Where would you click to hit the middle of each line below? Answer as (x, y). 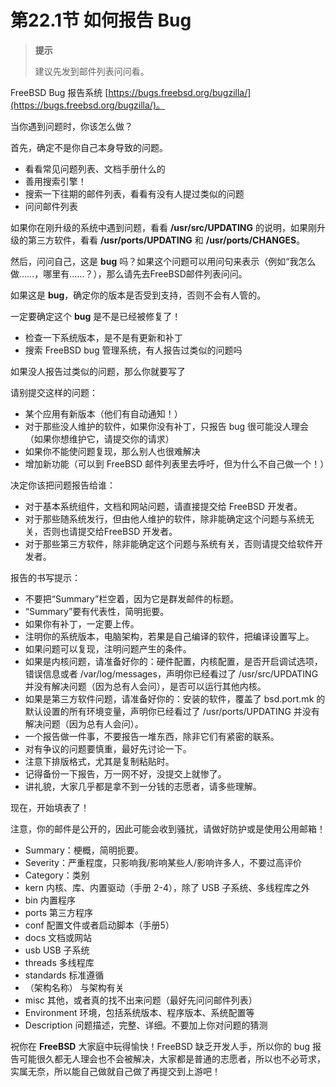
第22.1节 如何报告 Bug (101, 20)
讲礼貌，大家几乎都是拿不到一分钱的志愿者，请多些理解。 (143, 786)
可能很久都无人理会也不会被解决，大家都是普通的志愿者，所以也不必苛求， (172, 1058)
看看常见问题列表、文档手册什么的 (95, 168)
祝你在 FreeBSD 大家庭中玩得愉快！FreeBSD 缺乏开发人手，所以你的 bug (160, 1046)
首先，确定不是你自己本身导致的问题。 (89, 147)
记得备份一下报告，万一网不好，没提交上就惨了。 (125, 773)
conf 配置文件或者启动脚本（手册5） (99, 925)
